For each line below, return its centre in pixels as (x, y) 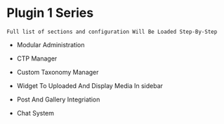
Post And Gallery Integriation (58, 99)
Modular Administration (51, 44)
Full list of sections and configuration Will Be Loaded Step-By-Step (112, 32)
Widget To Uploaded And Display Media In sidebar (90, 85)
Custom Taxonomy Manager (58, 72)
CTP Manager (37, 58)
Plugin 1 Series (50, 13)
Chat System (35, 113)
